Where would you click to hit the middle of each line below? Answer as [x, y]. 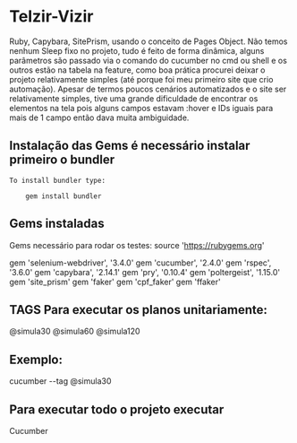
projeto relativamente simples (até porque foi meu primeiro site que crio [141, 79]
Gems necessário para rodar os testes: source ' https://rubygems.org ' [137, 245]
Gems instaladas [57, 224]
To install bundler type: [57, 180]
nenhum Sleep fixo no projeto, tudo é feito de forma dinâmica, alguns [137, 50]
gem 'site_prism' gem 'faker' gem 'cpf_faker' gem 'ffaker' [115, 282]
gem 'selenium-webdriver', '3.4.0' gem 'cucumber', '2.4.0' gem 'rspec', [140, 263]
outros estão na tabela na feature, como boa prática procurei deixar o [137, 70]
